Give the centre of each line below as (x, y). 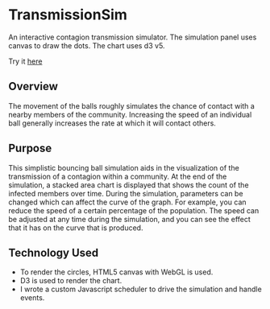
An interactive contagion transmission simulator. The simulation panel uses (133, 37)
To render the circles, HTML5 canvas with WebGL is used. (116, 272)
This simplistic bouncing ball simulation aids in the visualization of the (124, 167)
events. (32, 298)
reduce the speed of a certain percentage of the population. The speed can (134, 210)
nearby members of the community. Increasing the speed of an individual (130, 114)
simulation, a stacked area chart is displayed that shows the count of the (129, 185)
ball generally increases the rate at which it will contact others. (112, 123)
